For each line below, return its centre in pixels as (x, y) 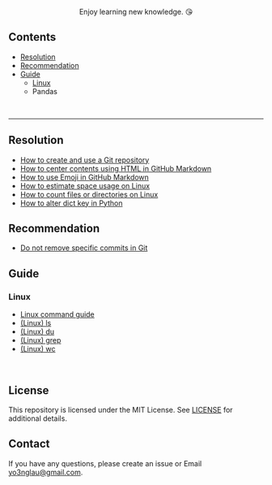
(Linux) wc (38, 349)
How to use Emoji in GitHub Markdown (85, 177)
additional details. (38, 418)
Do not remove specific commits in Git (84, 248)
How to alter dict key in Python (71, 203)
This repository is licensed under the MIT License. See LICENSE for (121, 409)
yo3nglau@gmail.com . (46, 472)
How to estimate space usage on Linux (85, 185)
